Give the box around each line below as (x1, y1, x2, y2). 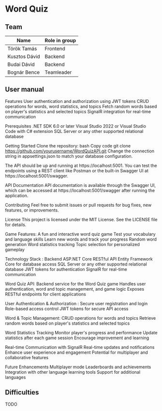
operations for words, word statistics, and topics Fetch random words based (5, 103, 157, 109)
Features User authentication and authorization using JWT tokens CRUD (5, 98, 149, 104)
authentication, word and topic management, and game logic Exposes (5, 286, 144, 292)
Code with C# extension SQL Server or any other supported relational (5, 128, 144, 134)
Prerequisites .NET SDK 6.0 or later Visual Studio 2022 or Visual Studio (5, 123, 147, 129)
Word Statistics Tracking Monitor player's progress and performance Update (5, 329, 158, 335)
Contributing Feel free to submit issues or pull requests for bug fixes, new (5, 202, 152, 208)
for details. (5, 222, 27, 228)
